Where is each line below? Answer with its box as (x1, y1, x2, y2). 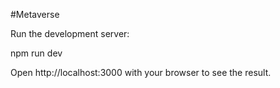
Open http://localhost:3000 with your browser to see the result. (10, 67, 272, 78)
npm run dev (10, 47, 63, 59)
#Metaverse (10, 9, 60, 20)
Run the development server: (10, 28, 130, 39)
